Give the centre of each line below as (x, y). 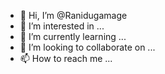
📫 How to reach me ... (66, 58)
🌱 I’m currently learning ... (73, 36)
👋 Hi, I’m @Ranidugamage (73, 15)
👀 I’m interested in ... (62, 26)
